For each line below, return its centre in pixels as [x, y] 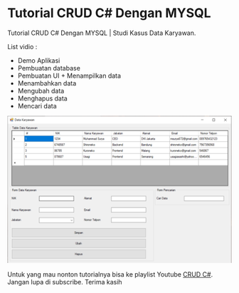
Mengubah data [41, 91]
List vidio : [22, 46]
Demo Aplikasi [39, 60]
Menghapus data [42, 98]
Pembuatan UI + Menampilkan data [69, 76]
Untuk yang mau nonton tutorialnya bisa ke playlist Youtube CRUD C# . [110, 274]
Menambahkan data [47, 83]
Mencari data [37, 106]
